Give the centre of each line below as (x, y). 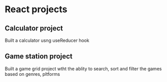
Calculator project (34, 28)
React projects (36, 9)
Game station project (39, 56)
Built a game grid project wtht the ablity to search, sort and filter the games (83, 69)
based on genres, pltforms (32, 74)
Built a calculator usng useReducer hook (47, 40)
